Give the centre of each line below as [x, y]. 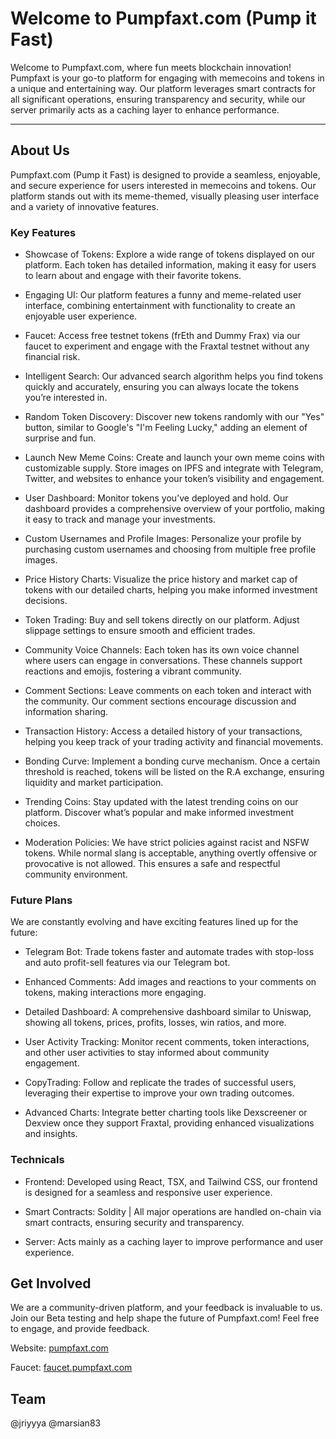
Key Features [43, 232]
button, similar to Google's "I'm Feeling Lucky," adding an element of [166, 428]
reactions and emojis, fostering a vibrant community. [133, 671]
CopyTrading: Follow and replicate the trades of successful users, [160, 1083]
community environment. [76, 874]
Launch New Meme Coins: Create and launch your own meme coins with [174, 458]
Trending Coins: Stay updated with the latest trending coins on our [161, 802]
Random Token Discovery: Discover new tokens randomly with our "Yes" [174, 417]
